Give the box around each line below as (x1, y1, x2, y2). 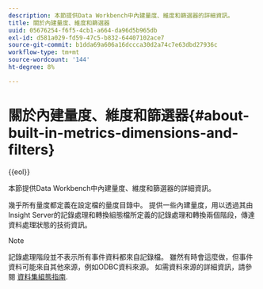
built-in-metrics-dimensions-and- (8, 124, 239, 142)
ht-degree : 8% (8, 63, 55, 71)
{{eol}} (8, 167, 30, 177)
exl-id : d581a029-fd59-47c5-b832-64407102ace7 (8, 33, 165, 42)
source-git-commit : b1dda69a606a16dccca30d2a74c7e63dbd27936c (8, 41, 218, 49)
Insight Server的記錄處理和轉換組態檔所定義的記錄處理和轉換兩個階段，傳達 (8, 210, 255, 219)
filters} (8, 140, 55, 158)
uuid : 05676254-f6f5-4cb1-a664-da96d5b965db (8, 26, 158, 34)
